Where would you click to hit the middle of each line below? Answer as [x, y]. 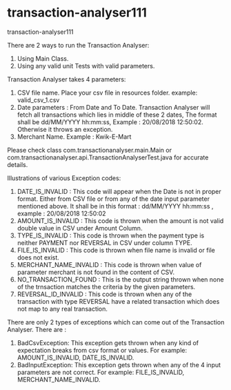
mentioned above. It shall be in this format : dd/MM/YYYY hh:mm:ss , [115, 206]
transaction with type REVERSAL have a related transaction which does [118, 301]
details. [18, 164]
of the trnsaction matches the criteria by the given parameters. [106, 286]
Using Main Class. [43, 58]
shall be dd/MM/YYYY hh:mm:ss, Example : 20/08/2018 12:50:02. [110, 121]
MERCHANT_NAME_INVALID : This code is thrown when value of [109, 264]
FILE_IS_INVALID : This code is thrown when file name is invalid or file [116, 250]
